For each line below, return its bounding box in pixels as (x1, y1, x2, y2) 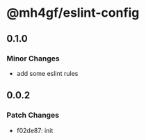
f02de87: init (16, 126, 54, 134)
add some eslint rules (16, 69, 79, 77)
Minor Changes (6, 54, 60, 63)
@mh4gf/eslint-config (6, 5, 140, 21)
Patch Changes (6, 110, 60, 120)
